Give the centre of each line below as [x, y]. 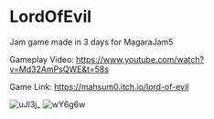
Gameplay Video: [42, 59]
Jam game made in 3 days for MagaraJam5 [91, 42]
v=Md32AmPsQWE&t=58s [59, 69]
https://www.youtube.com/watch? [140, 59]
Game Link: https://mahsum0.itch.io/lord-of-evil [99, 86]
